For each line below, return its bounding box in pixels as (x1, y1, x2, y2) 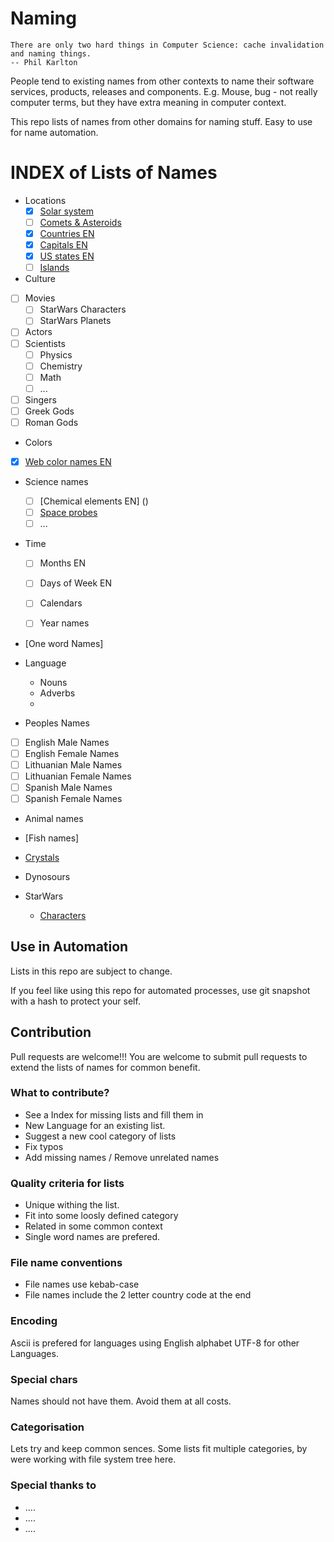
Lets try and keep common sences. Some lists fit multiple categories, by (10, 1443, 308, 1455)
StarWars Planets (39, 315, 112, 327)
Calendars (39, 597, 83, 609)
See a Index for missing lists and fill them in (24, 1108, 204, 1121)
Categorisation (10, 1420, 85, 1434)
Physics (39, 348, 73, 361)
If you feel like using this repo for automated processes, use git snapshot (10, 984, 311, 996)
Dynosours (24, 870, 71, 882)
